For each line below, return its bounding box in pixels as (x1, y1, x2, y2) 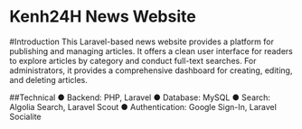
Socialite (9, 111, 42, 122)
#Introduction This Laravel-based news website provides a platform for (9, 36, 274, 47)
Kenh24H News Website (9, 6, 196, 27)
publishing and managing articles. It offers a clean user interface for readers (9, 45, 294, 56)
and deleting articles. (9, 74, 88, 85)
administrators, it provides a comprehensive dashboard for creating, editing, (9, 65, 293, 76)
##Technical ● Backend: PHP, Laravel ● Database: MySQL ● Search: (9, 92, 271, 103)
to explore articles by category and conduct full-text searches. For (9, 55, 257, 66)
